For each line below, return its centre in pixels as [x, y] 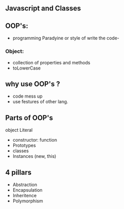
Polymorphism [28, 201]
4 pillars [18, 172]
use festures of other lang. [40, 102]
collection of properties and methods [51, 62]
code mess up [27, 96]
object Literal [19, 130]
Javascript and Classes [43, 8]
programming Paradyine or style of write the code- [66, 38]
